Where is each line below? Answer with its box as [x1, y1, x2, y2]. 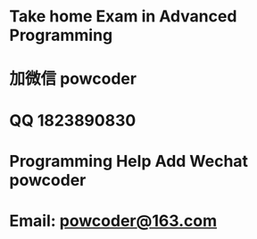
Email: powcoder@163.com [9, 210, 217, 231]
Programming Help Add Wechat [9, 151, 248, 171]
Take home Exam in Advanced [9, 6, 237, 27]
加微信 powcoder [9, 69, 137, 89]
